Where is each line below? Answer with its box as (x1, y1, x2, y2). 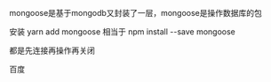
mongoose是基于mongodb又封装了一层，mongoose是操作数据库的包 (9, 8, 262, 18)
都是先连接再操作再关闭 (9, 45, 95, 56)
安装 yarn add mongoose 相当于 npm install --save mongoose (9, 26, 235, 37)
